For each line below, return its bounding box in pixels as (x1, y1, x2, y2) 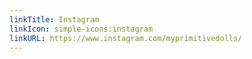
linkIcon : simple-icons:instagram (9, 24, 154, 34)
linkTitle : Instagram (9, 14, 100, 25)
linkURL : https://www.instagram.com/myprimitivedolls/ (9, 33, 243, 43)
